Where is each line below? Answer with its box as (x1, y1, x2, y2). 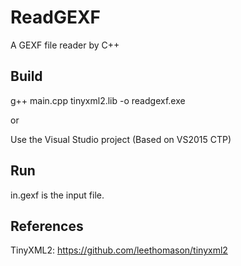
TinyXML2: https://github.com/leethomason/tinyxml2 (10, 244, 228, 256)
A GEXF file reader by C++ (10, 39, 120, 51)
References (10, 217, 84, 235)
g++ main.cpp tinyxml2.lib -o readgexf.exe (10, 94, 186, 106)
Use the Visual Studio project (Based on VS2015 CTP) (10, 133, 232, 145)
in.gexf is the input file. (10, 189, 105, 201)
